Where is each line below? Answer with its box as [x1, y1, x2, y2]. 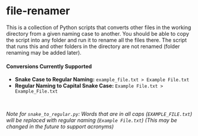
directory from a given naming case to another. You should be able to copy [6, 30, 189, 37]
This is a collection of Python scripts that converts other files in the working [6, 24, 191, 31]
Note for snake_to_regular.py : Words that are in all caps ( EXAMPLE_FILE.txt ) [6, 110, 193, 118]
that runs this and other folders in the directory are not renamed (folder [6, 43, 180, 50]
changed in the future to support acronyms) [6, 123, 114, 130]
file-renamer [6, 4, 70, 18]
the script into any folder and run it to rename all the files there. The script [6, 36, 187, 43]
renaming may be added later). [6, 49, 82, 56]
